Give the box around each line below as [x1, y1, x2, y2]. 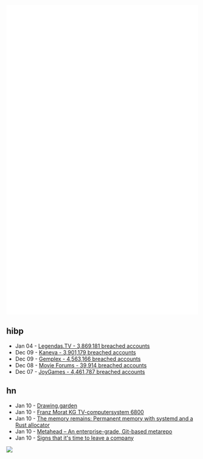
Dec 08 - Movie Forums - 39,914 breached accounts [15, 361, 147, 369]
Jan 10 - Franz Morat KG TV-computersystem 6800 [15, 408, 144, 415]
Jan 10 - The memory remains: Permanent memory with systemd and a [15, 415, 193, 422]
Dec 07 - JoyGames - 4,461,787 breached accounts [15, 368, 145, 375]
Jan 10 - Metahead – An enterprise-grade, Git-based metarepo [15, 427, 173, 435]
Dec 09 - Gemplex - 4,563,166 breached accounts [15, 355, 141, 362]
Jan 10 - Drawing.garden [15, 402, 78, 409]
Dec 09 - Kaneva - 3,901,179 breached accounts [15, 348, 136, 356]
